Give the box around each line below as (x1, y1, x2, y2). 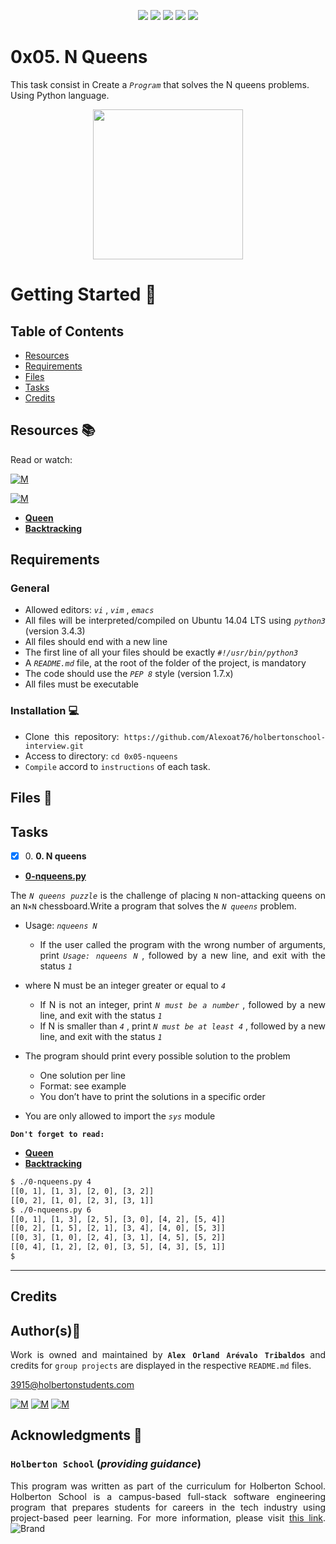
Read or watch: (10, 453, 73, 465)
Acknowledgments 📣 (10, 1427, 143, 1444)
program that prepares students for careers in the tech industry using (10, 1501, 326, 1513)
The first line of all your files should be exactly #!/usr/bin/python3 (24, 646, 299, 659)
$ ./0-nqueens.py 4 (10, 1177, 92, 1187)
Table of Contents (10, 323, 125, 340)
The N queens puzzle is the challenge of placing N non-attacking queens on (10, 890, 326, 901)
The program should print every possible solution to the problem (24, 1050, 291, 1062)
